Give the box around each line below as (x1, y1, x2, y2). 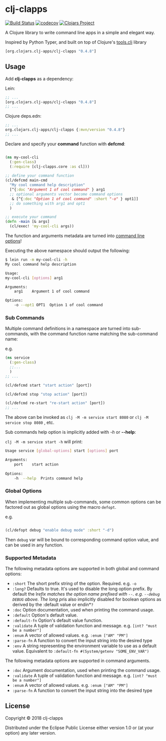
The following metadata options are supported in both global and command (5, 565, 160, 571)
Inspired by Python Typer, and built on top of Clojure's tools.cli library (5, 39, 147, 45)
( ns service (5, 355, 30, 360)
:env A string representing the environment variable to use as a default (12, 643, 157, 649)
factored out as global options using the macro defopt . (5, 504, 116, 510)
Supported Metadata (5, 554, 56, 561)
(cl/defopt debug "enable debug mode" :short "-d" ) (5, 528, 114, 533)
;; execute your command (5, 214, 56, 219)
